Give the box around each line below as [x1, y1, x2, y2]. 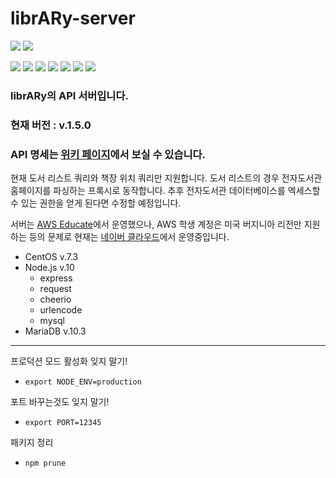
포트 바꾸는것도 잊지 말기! [10, 396, 110, 408]
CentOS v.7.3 [24, 251, 79, 263]
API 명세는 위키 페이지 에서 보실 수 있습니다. [10, 147, 206, 161]
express [39, 272, 73, 284]
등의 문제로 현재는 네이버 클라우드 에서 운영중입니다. [28, 231, 230, 243]
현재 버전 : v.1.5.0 [10, 118, 92, 132]
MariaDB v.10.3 [24, 325, 87, 337]
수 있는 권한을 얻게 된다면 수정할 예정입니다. [10, 197, 182, 209]
